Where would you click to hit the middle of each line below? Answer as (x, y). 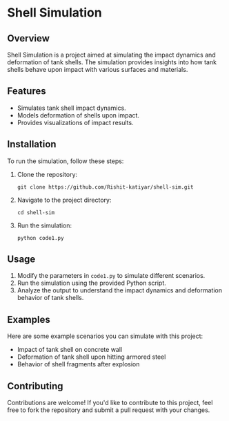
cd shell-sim (36, 212)
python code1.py (40, 238)
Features (27, 91)
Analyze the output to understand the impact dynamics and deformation (120, 290)
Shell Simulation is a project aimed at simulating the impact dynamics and (111, 55)
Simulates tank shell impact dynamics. (71, 108)
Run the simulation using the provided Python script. (92, 283)
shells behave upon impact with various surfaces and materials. (98, 69)
